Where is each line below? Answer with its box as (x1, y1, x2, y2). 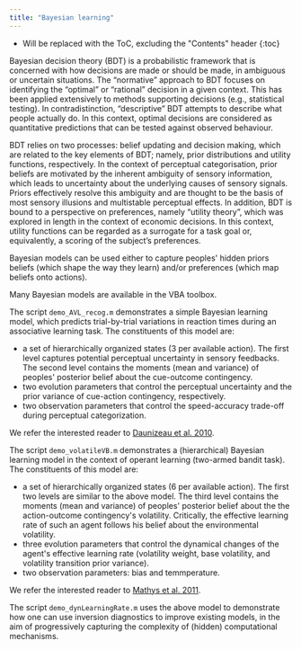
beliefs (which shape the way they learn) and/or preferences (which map (9, 262, 279, 272)
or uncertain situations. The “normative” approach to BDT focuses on (9, 74, 265, 85)
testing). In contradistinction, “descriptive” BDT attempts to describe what (9, 102, 283, 113)
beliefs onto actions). (9, 271, 88, 282)
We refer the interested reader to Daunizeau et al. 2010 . (9, 427, 215, 438)
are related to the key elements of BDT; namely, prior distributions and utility (9, 149, 291, 160)
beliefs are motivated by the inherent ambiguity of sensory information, (9, 168, 272, 179)
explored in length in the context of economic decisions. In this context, (9, 216, 274, 227)
